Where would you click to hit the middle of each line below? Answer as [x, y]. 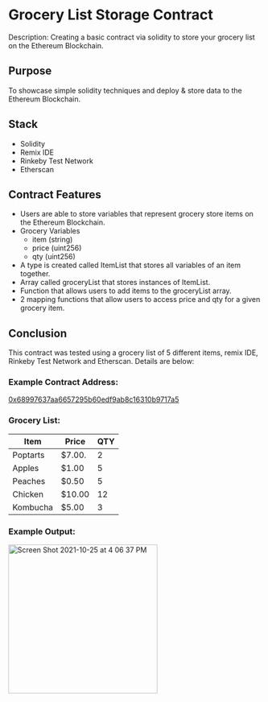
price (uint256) [57, 248]
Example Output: [42, 531]
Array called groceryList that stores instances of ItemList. [115, 283]
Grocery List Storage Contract [111, 15]
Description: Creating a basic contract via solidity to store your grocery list [132, 37]
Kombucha [33, 507]
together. [35, 274]
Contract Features [55, 194]
